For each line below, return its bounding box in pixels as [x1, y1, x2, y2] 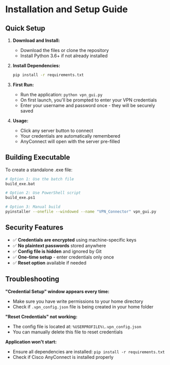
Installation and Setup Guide [5, 4, 128, 15]
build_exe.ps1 [5, 195, 36, 200]
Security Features [5, 223, 64, 232]
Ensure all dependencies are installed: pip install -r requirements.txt [12, 348, 165, 355]
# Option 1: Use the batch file [5, 176, 74, 181]
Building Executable [5, 153, 70, 162]
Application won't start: [5, 338, 57, 345]
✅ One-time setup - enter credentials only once [12, 254, 114, 260]
